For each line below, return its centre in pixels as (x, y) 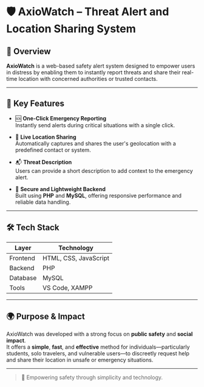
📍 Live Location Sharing (46, 137)
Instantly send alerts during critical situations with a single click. (95, 125)
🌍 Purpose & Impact (46, 317)
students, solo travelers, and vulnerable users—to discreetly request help (98, 354)
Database (23, 277)
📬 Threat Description (43, 162)
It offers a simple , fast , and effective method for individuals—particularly (98, 347)
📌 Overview (29, 51)
